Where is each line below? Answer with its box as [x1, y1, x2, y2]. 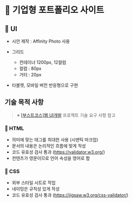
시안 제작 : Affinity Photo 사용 [11, 38, 70, 44]
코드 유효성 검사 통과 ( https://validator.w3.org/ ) [11, 149, 105, 155]
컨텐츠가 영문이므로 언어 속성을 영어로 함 [11, 155, 90, 161]
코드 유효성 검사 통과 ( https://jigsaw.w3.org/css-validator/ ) [11, 192, 129, 198]
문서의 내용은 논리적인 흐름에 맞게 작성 [11, 143, 86, 149]
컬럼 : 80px [19, 65, 42, 71]
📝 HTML [4, 125, 24, 132]
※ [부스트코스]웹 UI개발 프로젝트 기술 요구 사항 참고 [16, 112, 116, 118]
